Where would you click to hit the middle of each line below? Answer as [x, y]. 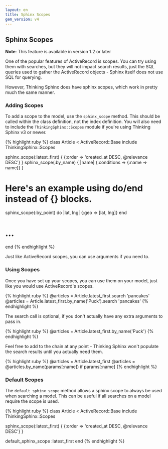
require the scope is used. [32, 401]
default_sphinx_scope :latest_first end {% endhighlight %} [65, 441]
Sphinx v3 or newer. [26, 132]
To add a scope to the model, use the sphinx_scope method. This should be [83, 117]
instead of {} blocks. [49, 199]
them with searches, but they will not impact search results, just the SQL [80, 67]
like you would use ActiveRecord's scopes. [49, 286]
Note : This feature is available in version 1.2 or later [58, 52]
